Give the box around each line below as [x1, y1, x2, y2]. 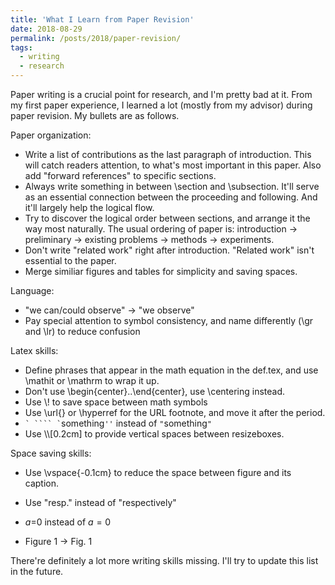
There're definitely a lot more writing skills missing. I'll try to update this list [10, 555, 319, 566]
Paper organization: [10, 129, 92, 141]
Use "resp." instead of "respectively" [24, 497, 177, 508]
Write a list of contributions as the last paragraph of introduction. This [24, 149, 312, 160]
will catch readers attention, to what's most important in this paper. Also [24, 159, 322, 171]
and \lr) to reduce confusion [24, 326, 141, 337]
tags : [10, 42, 33, 53]
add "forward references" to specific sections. [24, 170, 217, 181]
